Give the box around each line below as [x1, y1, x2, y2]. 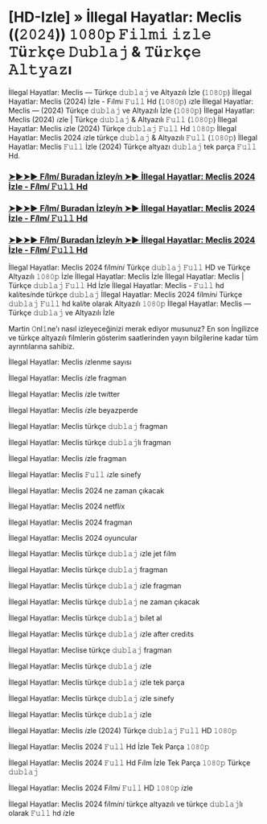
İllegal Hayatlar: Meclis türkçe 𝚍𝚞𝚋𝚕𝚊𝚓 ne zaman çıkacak [8, 597, 200, 607]
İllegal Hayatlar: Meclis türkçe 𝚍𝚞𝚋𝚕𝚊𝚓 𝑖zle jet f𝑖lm [8, 549, 177, 558]
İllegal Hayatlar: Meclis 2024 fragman [8, 517, 133, 527]
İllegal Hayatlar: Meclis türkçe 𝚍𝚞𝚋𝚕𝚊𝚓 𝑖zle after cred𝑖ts [8, 629, 195, 639]
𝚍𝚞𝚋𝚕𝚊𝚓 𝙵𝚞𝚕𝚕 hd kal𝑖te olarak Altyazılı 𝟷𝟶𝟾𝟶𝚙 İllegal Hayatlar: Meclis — [8, 299, 252, 309]
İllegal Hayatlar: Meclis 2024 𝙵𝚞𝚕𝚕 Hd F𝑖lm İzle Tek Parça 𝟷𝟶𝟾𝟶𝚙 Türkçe [8, 758, 251, 768]
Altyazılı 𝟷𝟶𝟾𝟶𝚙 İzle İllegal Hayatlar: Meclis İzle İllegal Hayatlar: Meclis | [8, 272, 244, 282]
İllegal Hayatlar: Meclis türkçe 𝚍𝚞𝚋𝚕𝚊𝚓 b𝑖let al [8, 613, 162, 623]
